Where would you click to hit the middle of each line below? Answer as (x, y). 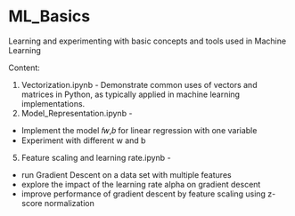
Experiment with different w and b (83, 140)
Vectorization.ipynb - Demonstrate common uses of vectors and (139, 84)
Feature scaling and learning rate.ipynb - (96, 157)
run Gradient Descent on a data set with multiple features (127, 174)
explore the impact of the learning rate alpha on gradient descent (141, 184)
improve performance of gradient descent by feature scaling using (143, 194)
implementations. (53, 103)
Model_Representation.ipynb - (77, 113)
